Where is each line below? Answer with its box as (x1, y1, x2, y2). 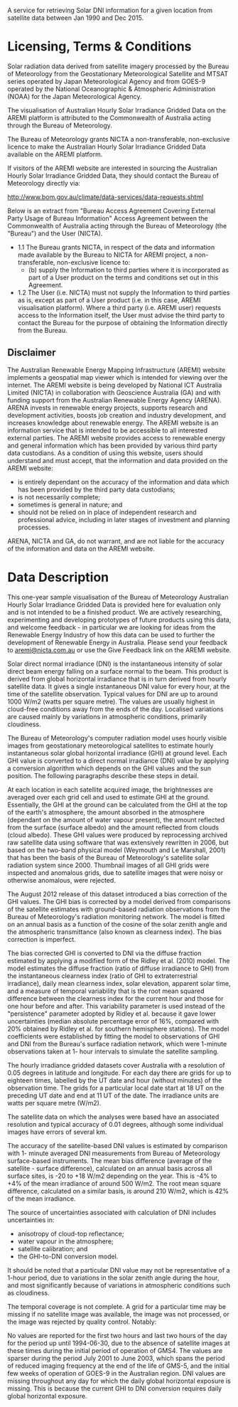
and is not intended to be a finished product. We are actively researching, (7, 607, 222, 616)
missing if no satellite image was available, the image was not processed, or (7, 1310, 229, 1318)
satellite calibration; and (17, 1244, 88, 1253)
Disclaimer (7, 346, 56, 359)
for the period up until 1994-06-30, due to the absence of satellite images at (7, 1339, 230, 1347)
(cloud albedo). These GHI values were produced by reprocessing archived (7, 830, 228, 839)
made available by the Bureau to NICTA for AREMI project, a (17, 250, 193, 259)
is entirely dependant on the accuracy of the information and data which (17, 477, 229, 486)
